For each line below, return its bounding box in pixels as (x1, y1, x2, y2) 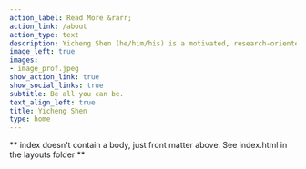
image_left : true (9, 47, 76, 56)
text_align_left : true (9, 97, 96, 107)
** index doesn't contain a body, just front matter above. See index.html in (9, 140, 288, 151)
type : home (9, 114, 51, 124)
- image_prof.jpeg (9, 65, 79, 74)
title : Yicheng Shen (9, 106, 88, 115)
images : (9, 55, 39, 65)
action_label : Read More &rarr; (9, 13, 132, 23)
